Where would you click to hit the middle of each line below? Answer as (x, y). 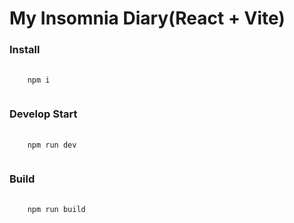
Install (25, 50)
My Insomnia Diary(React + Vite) (147, 18)
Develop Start (43, 114)
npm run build (56, 210)
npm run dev (52, 145)
